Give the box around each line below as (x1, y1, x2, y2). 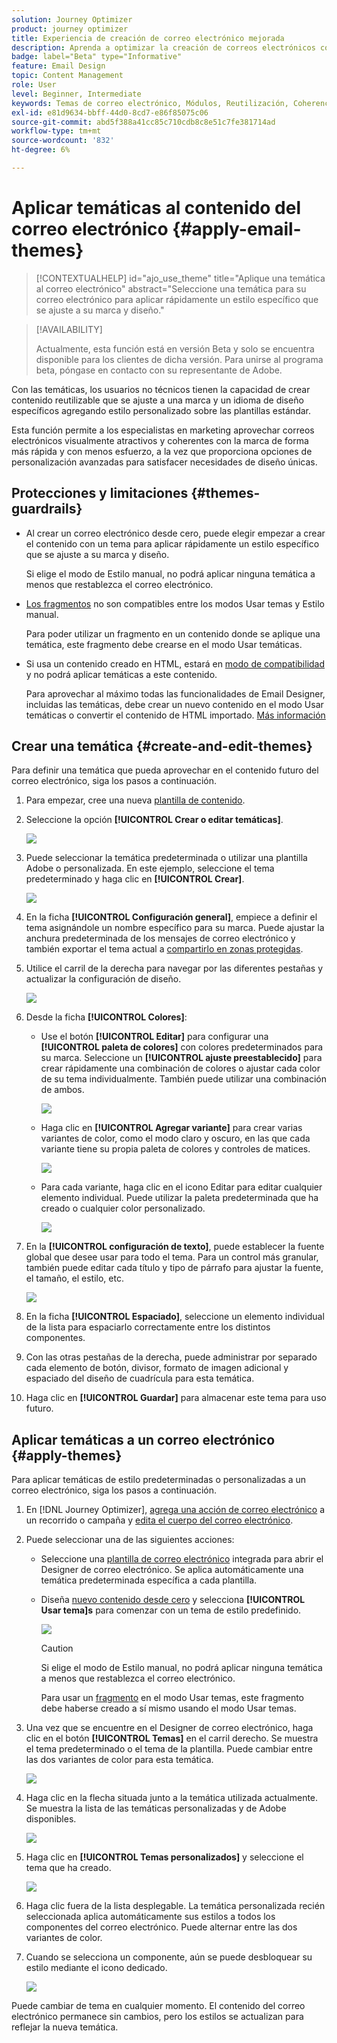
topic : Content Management (11, 71, 124, 81)
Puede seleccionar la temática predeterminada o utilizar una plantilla (25, 852, 308, 864)
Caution (40, 1642, 74, 1655)
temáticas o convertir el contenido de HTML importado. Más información (25, 709, 326, 721)
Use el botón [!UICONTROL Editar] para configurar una (40, 1031, 269, 1043)
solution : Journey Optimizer (11, 14, 133, 25)
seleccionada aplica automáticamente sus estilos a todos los (25, 1911, 276, 1923)
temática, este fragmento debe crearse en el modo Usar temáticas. (25, 638, 303, 650)
